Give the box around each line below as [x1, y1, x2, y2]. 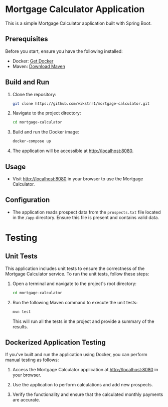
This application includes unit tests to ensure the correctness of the [5, 265, 145, 272]
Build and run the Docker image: [12, 129, 79, 135]
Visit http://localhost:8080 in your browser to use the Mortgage [12, 176, 143, 182]
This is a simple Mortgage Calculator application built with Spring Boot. [5, 20, 152, 26]
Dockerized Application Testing [5, 338, 106, 347]
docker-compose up [12, 139, 51, 144]
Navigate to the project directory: [12, 110, 81, 116]
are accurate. [12, 397, 40, 403]
